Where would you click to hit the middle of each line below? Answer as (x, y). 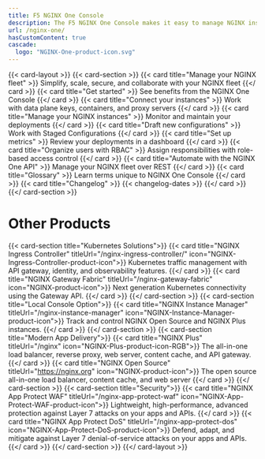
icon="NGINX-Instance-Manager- (180, 312)
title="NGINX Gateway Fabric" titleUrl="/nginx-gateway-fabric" (110, 279)
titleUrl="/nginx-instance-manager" (66, 312)
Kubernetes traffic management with (187, 262)
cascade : (22, 45)
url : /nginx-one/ (37, 30)
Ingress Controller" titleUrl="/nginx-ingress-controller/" (98, 254)
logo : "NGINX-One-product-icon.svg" (75, 52)
